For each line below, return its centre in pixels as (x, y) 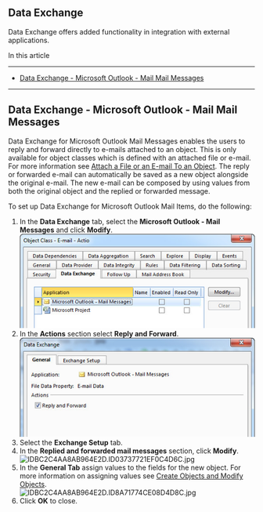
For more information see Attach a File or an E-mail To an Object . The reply (129, 166)
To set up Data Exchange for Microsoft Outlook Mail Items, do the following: (130, 206)
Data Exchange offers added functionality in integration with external (119, 31)
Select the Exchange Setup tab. (71, 443)
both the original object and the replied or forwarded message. (109, 191)
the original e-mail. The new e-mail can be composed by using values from (129, 183)
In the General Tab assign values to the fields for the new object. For (130, 468)
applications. (29, 40)
